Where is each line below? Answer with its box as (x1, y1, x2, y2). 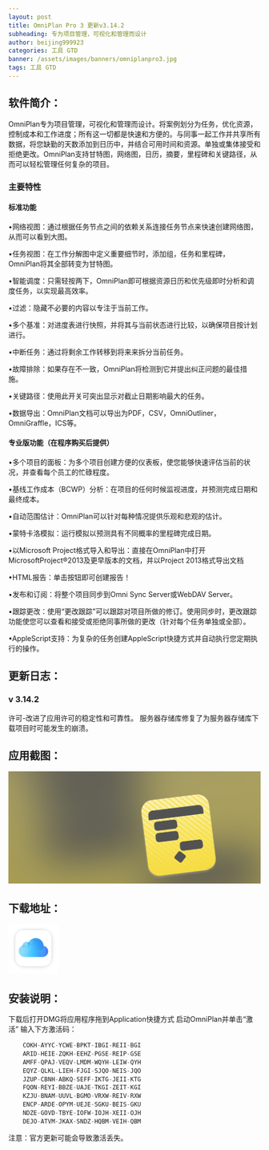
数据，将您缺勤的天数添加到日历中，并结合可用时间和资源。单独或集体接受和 (8, 139, 261, 148)
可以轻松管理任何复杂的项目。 (14, 159, 114, 168)
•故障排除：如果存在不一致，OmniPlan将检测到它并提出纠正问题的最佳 (8, 364, 240, 373)
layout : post (8, 13, 52, 21)
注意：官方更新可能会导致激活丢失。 (8, 1132, 128, 1142)
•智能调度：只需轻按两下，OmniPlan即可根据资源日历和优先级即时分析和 (8, 276, 247, 285)
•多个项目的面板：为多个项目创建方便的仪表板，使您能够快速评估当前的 (8, 458, 244, 467)
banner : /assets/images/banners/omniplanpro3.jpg (8, 55, 178, 63)
